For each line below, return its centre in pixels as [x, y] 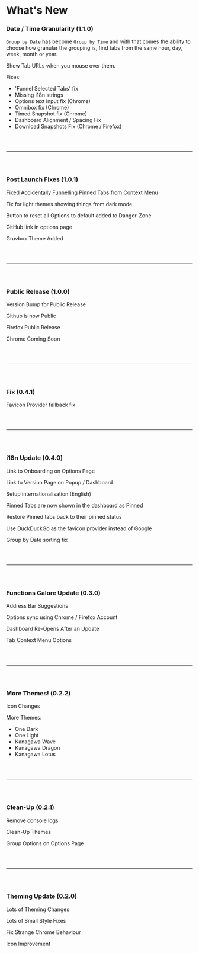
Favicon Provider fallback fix [41, 405]
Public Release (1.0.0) [38, 291]
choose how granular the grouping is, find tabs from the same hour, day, [94, 48]
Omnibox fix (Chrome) [42, 108]
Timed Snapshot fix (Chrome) [51, 114]
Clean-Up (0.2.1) [30, 807]
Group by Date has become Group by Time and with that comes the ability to [98, 41]
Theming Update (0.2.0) [41, 896]
